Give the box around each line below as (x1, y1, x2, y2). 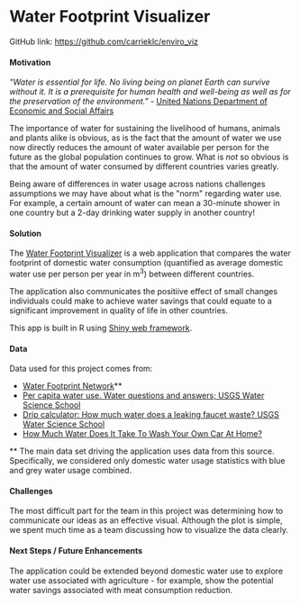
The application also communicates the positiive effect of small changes (9, 286, 277, 296)
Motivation (9, 57, 51, 68)
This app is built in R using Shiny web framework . (9, 322, 193, 333)
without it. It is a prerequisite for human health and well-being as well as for (9, 86, 291, 97)
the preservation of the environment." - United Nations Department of (9, 96, 268, 107)
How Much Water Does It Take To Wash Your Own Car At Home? (22, 428, 263, 439)
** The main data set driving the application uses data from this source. (9, 446, 275, 456)
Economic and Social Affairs (9, 105, 114, 116)
